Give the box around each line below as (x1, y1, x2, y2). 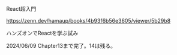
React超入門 (6, 5, 37, 12)
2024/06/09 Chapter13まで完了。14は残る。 (6, 42, 116, 49)
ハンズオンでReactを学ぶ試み (6, 29, 79, 36)
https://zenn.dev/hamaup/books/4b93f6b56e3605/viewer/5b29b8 (6, 17, 171, 24)
